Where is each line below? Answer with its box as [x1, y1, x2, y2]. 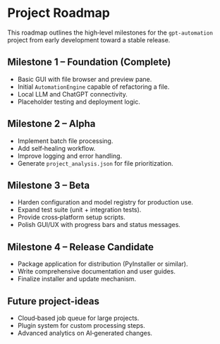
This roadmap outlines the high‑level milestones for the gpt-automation [7, 28, 214, 37]
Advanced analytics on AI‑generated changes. [17, 329, 153, 337]
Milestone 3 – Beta [7, 179, 90, 191]
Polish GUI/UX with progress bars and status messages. [17, 221, 181, 229]
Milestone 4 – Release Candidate [7, 241, 154, 253]
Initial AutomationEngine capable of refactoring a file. [17, 82, 170, 91]
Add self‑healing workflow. [17, 144, 96, 152]
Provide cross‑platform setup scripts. [17, 213, 126, 221]
